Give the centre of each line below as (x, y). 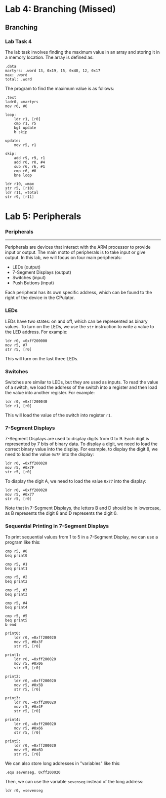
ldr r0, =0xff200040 (26, 401)
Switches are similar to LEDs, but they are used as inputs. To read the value (82, 382)
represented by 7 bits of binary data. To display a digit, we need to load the (82, 444)
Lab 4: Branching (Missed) (61, 9)
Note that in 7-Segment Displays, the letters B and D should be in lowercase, (83, 508)
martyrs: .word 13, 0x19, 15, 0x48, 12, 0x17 (53, 71)
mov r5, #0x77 (20, 494)
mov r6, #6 (16, 106)
